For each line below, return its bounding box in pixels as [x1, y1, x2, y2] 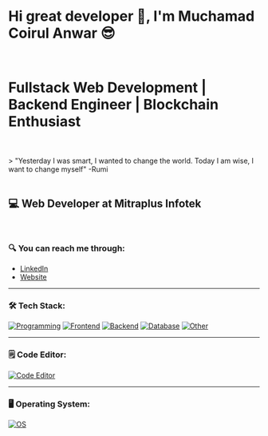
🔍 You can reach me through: [8, 243, 125, 254]
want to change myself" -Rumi [8, 164, 108, 174]
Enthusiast [8, 113, 81, 131]
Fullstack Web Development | [8, 79, 207, 97]
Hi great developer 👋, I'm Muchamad [8, 7, 255, 26]
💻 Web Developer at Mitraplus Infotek [8, 197, 202, 211]
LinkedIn [19, 264, 49, 273]
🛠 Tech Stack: [8, 299, 65, 311]
